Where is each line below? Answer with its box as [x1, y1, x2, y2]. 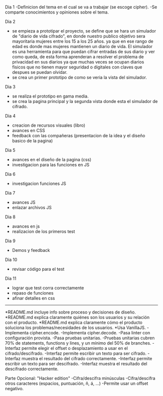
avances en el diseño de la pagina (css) [12, 157, 92, 162]
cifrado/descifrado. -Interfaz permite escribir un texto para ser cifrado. [5, 350, 147, 356]
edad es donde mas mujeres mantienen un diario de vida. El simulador [12, 44, 153, 49]
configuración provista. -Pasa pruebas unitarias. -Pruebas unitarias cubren [5, 335, 155, 341]
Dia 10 [5, 257, 17, 263]
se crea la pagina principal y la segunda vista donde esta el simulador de [12, 99, 158, 104]
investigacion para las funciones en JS [12, 162, 90, 167]
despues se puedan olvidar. [12, 69, 68, 75]
